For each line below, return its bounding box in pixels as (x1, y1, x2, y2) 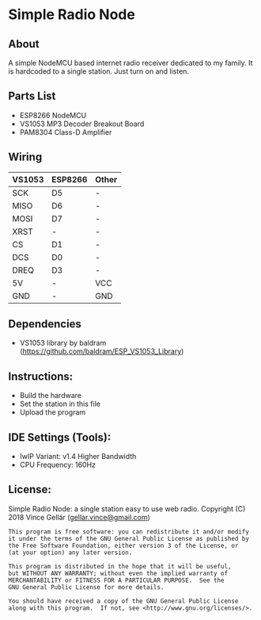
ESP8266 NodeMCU (19, 110, 87, 120)
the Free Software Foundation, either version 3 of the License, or (8, 542, 239, 549)
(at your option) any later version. (8, 549, 133, 557)
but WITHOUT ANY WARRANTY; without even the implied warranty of (8, 569, 228, 577)
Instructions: (8, 369, 74, 383)
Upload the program (19, 408, 86, 417)
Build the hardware (19, 391, 81, 400)
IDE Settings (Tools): (8, 431, 112, 444)
